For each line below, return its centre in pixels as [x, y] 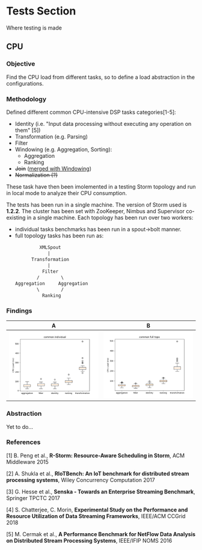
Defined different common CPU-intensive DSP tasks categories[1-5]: [91, 112]
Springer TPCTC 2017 [33, 498]
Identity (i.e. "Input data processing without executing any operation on [103, 123]
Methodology [26, 99]
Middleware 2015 [28, 461]
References [23, 442]
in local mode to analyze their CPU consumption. [67, 193]
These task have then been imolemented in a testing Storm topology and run [101, 186]
